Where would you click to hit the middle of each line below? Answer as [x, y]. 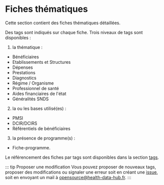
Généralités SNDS [31, 99]
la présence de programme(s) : [44, 138]
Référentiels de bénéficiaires [41, 128]
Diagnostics [24, 78]
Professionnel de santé [35, 88]
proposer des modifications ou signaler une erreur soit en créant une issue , [82, 172]
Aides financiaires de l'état [39, 93]
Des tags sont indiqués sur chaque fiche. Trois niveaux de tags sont [74, 32]
